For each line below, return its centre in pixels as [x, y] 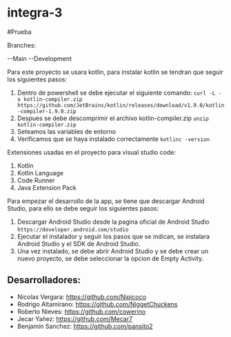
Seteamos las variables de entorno [66, 131]
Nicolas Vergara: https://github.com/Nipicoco [82, 297]
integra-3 [35, 13]
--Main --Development [40, 58]
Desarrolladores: [44, 280]
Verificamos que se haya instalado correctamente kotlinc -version [113, 139]
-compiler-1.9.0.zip [47, 111]
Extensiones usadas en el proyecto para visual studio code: [92, 152]
